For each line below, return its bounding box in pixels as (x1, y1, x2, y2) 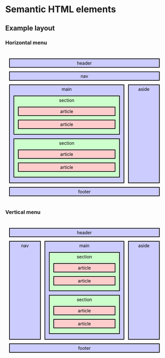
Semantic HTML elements (5, 4, 116, 15)
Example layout (5, 24, 55, 32)
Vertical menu (5, 208, 41, 215)
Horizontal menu (5, 39, 47, 46)
